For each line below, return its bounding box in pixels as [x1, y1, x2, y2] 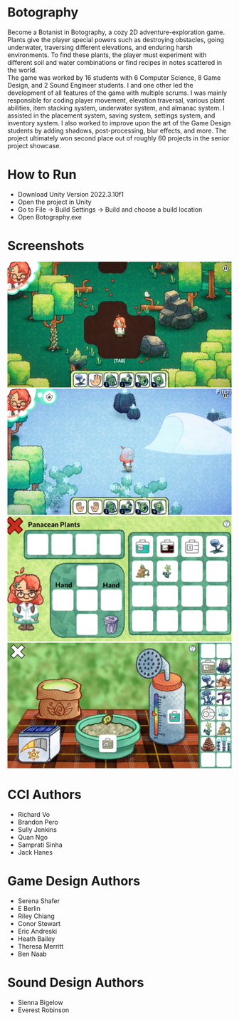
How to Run [7, 167, 77, 182]
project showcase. [7, 141, 62, 150]
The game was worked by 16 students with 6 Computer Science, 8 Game [7, 73, 221, 82]
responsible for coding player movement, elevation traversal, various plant [7, 96, 225, 104]
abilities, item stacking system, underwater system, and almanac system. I [7, 103, 225, 112]
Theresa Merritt [17, 942, 64, 950]
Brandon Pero [17, 818, 58, 826]
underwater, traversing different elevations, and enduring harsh [7, 43, 193, 51]
